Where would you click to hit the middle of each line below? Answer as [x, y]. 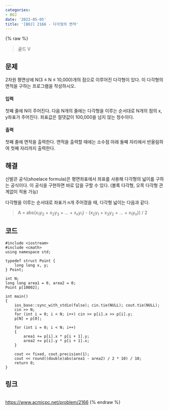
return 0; [25, 363]
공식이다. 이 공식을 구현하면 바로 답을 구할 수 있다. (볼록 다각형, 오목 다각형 [84, 185]
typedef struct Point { [30, 261]
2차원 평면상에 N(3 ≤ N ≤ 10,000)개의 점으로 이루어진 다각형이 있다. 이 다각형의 [84, 80]
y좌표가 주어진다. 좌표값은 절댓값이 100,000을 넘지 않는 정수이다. [70, 117]
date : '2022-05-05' [26, 19]
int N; [12, 279]
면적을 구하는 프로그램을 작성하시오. [41, 86]
